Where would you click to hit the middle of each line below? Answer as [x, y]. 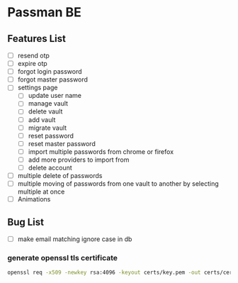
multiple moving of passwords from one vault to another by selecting [118, 184]
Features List [36, 39]
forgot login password [50, 72]
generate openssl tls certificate [63, 257]
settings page [38, 88]
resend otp [33, 55]
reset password [51, 135]
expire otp [32, 64]
